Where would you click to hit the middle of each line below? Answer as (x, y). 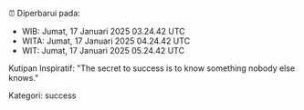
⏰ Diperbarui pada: (45, 13)
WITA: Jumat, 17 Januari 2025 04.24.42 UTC (106, 41)
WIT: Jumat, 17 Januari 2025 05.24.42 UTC (103, 50)
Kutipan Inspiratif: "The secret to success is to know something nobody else (152, 68)
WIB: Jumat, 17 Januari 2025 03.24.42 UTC (104, 31)
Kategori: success (42, 95)
